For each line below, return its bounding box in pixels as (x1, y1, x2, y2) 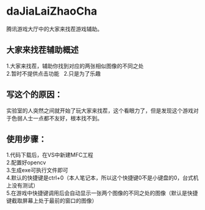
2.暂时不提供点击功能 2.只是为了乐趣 (6, 70, 101, 77)
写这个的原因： (6, 90, 63, 100)
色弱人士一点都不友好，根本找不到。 (11, 114, 103, 121)
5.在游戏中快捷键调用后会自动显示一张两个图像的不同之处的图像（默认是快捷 (6, 189, 198, 197)
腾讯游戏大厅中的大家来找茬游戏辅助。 (6, 25, 103, 32)
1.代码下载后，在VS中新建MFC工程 (6, 151, 93, 159)
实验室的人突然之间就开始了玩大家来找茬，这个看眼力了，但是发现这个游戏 (6, 107, 193, 114)
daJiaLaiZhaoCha (6, 4, 98, 18)
